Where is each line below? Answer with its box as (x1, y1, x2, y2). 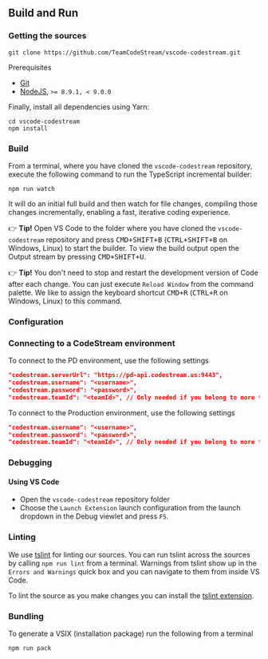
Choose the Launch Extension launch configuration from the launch (19, 503, 241, 513)
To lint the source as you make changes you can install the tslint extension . (8, 590, 254, 600)
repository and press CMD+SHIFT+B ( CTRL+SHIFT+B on (45, 235, 228, 244)
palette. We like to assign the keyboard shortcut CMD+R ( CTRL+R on (8, 288, 229, 297)
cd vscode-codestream (8, 117, 81, 125)
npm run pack (8, 645, 52, 653)
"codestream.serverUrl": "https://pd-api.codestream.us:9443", (8, 371, 223, 379)
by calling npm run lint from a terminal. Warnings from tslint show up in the (8, 558, 257, 568)
